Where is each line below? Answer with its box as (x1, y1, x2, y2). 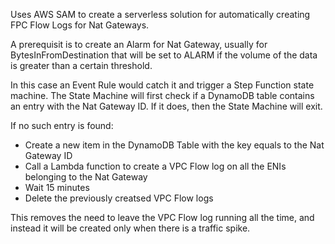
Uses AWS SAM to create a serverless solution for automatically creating (10, 9, 311, 20)
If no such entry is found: (10, 120, 114, 131)
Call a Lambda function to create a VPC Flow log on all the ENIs (24, 160, 287, 172)
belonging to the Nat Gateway (24, 171, 148, 183)
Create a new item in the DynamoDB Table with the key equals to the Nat (24, 139, 325, 151)
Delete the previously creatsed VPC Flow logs (24, 192, 214, 204)
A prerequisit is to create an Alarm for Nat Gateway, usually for (10, 39, 268, 50)
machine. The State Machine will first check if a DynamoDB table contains (10, 90, 315, 101)
